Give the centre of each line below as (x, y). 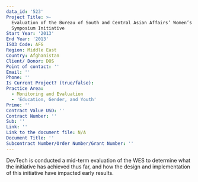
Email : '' (18, 72)
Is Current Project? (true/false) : (50, 83)
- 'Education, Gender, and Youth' (54, 99)
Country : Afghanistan (33, 56)
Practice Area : (25, 89)
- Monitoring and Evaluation (47, 94)
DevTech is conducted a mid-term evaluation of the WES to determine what (98, 160)
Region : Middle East (32, 50)
